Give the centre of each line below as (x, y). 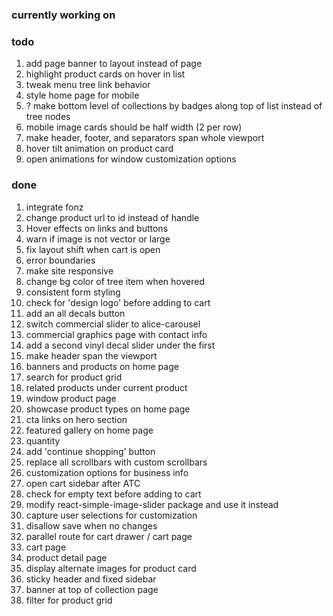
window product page (71, 398)
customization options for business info (107, 472)
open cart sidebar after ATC (83, 483)
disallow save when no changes (91, 525)
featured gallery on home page (89, 430)
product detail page (66, 557)
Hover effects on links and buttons (97, 228)
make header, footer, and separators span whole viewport (145, 138)
